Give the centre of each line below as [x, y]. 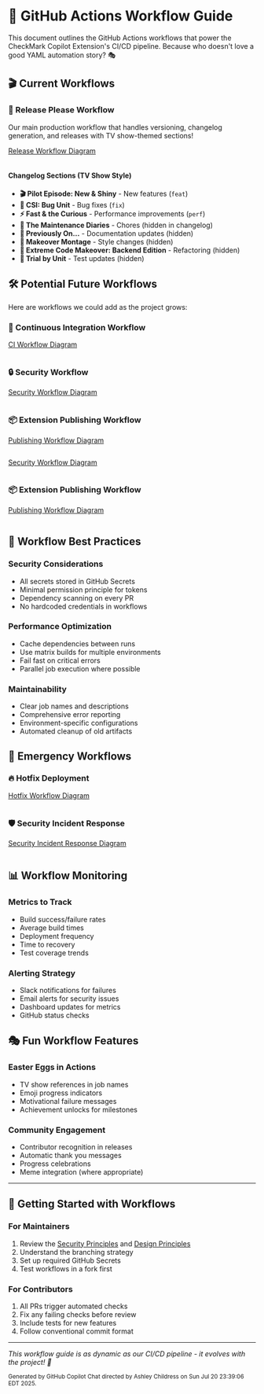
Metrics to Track [40, 902]
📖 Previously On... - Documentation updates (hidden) [106, 233]
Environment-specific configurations [79, 723]
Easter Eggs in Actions [52, 1067]
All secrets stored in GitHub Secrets [77, 581]
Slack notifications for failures [68, 991]
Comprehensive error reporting [70, 715]
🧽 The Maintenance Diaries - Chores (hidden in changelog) [116, 225]
